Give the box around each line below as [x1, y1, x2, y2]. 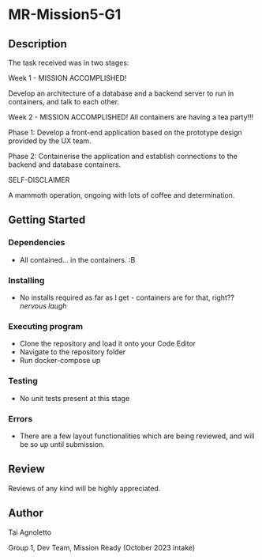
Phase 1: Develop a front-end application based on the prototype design [8, 128, 242, 137]
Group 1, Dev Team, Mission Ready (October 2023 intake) [8, 543, 196, 552]
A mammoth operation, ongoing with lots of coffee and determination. [8, 191, 235, 199]
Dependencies [8, 237, 65, 248]
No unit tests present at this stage [19, 393, 130, 403]
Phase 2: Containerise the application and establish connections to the [8, 152, 238, 161]
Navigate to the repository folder [19, 347, 126, 357]
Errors [8, 413, 33, 424]
